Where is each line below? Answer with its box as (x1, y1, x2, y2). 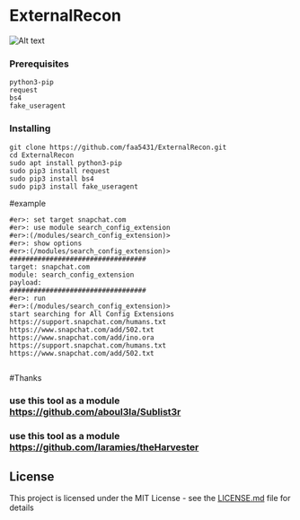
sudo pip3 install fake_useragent (9, 181, 139, 191)
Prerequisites (9, 57, 69, 70)
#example (9, 198, 47, 208)
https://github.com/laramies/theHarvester (9, 441, 199, 454)
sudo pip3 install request (9, 166, 110, 175)
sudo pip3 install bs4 (9, 174, 94, 183)
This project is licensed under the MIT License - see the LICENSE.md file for (9, 493, 291, 504)
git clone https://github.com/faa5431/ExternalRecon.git (9, 143, 227, 152)
